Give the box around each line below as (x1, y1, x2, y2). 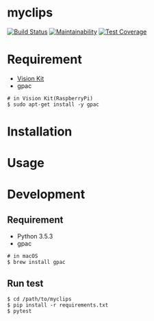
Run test (7, 277, 44, 289)
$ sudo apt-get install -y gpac (7, 101, 99, 108)
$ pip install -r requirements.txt (7, 302, 109, 309)
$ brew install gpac (7, 259, 66, 266)
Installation (7, 124, 73, 140)
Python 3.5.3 (16, 232, 53, 241)
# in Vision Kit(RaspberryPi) (7, 95, 94, 102)
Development (7, 187, 86, 202)
